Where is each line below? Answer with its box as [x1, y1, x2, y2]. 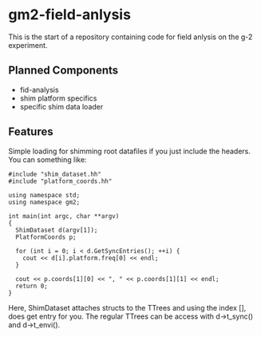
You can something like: [8, 154, 87, 165]
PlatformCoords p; [15, 233, 77, 241]
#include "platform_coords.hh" [8, 177, 113, 185]
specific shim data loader [19, 101, 104, 111]
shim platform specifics [19, 93, 97, 103]
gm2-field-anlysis [8, 6, 132, 24]
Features [8, 125, 53, 139]
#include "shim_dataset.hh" [8, 170, 102, 178]
